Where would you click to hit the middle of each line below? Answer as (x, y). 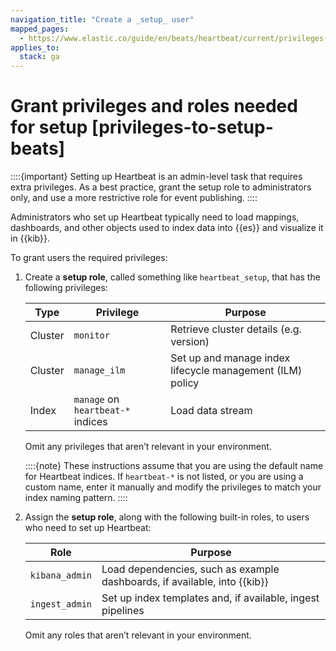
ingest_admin (61, 604)
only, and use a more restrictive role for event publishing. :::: (134, 198)
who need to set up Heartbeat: (88, 528)
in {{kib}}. (30, 238)
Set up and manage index (230, 358)
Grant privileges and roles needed (154, 106)
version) (190, 342)
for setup (49, 127)
